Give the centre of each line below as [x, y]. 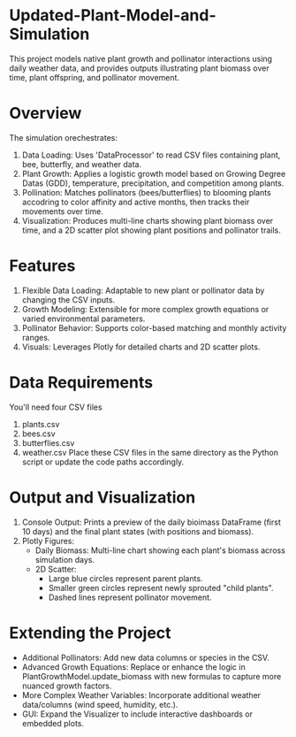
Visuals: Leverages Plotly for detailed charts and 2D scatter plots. [141, 347]
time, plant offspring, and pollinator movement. [94, 77]
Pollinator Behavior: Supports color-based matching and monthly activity [154, 327]
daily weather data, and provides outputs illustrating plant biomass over [139, 68]
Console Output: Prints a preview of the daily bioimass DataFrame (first [151, 522]
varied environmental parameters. [83, 319]
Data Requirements [81, 382]
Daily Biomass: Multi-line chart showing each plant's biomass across [160, 550]
